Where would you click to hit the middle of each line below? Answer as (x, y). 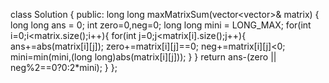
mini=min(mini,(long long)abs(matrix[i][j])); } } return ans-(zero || (143, 57)
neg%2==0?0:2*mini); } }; (64, 67)
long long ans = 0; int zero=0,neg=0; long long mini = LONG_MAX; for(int (161, 25)
